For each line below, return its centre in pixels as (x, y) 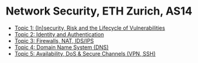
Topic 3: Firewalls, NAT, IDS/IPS (54, 41)
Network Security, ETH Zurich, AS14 (99, 11)
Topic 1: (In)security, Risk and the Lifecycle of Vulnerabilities (90, 28)
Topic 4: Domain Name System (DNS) (61, 47)
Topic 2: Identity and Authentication (59, 34)
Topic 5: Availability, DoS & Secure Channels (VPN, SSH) (85, 53)
